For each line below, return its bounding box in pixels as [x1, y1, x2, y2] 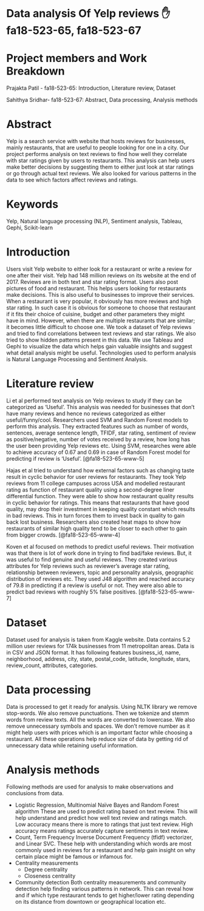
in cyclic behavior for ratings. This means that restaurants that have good [6, 499, 189, 506]
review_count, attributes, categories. [6, 662, 98, 669]
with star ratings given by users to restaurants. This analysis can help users [6, 157, 195, 164]
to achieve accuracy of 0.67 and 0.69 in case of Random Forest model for [6, 449, 191, 456]
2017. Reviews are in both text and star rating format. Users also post [6, 278, 178, 285]
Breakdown [6, 64, 65, 78]
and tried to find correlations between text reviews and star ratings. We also [6, 330, 196, 337]
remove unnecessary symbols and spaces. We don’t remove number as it [6, 722, 190, 730]
